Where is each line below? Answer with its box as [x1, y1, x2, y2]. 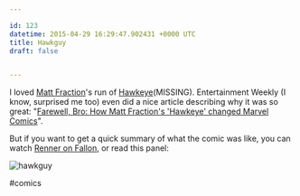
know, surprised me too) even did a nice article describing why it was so [9, 97, 278, 107]
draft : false [9, 46, 59, 55]
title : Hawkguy [9, 38, 67, 47]
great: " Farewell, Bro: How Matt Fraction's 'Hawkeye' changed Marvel [9, 106, 269, 117]
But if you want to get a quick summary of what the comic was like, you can [9, 133, 291, 145]
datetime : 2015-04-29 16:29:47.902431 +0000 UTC [9, 29, 196, 39]
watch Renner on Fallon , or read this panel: [9, 143, 169, 154]
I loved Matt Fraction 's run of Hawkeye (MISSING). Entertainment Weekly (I [9, 87, 286, 98]
